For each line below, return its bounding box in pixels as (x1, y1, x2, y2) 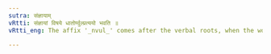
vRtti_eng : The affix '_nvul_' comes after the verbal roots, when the (8, 26, 254, 34)
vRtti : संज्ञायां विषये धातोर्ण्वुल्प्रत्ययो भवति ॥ (8, 19, 119, 27)
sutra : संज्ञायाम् (8, 11, 52, 20)
